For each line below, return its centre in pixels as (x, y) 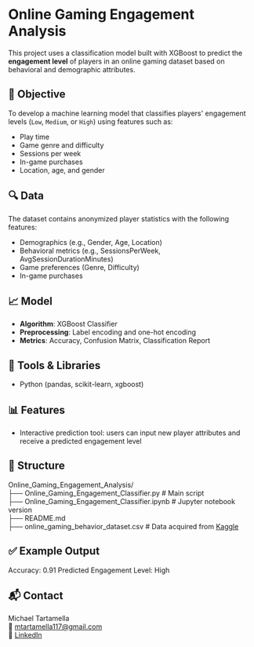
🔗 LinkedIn (25, 635)
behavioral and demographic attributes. (72, 69)
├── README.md (37, 518)
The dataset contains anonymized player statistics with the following (119, 218)
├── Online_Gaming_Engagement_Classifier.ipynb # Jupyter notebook (122, 501)
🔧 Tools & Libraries (54, 366)
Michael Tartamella (39, 619)
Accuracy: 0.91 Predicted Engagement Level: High (89, 570)
